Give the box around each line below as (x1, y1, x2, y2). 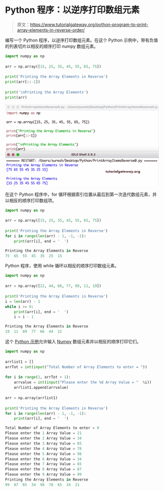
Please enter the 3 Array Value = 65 (5, 441, 82, 446)
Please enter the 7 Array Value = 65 (5, 462, 82, 467)
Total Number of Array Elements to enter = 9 (5, 425, 99, 431)
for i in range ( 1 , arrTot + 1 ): (5, 375, 71, 380)
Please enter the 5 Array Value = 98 (5, 451, 82, 456)
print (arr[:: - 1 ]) (5, 79, 41, 85)
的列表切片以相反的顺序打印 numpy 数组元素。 (5, 43, 99, 49)
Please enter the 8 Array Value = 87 (5, 467, 82, 472)
